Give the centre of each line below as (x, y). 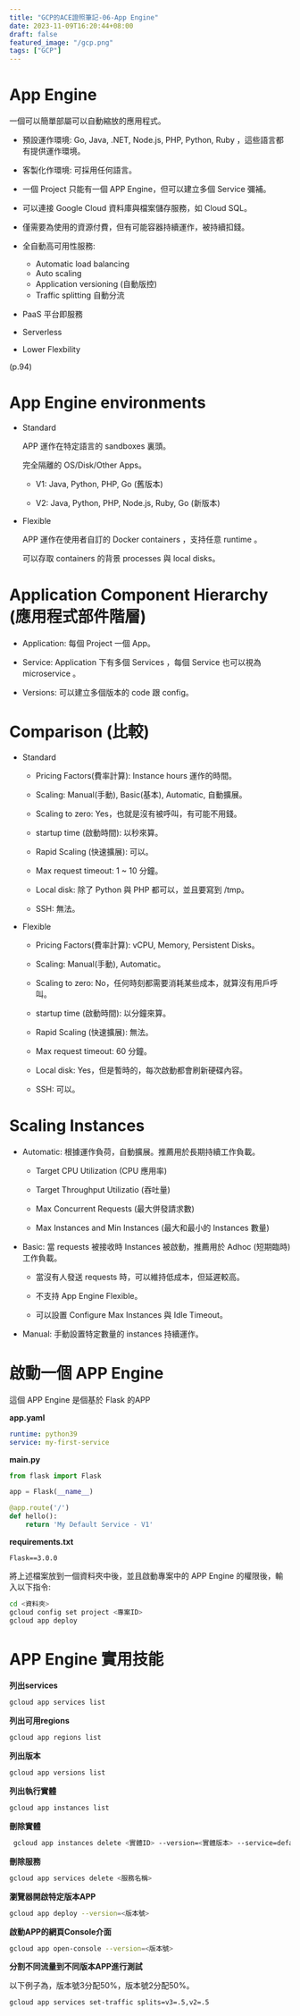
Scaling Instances (77, 1126)
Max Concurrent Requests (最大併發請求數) (115, 1209)
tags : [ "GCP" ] (36, 51)
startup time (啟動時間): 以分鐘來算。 (103, 1013)
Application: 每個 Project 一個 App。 (89, 643)
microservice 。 (51, 673)
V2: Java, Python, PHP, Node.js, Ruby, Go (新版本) (128, 503)
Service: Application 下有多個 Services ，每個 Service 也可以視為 (142, 662)
